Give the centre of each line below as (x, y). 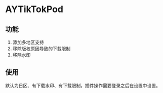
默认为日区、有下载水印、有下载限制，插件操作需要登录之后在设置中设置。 (83, 85)
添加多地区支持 (28, 42)
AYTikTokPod (34, 9)
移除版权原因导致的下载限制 (42, 49)
